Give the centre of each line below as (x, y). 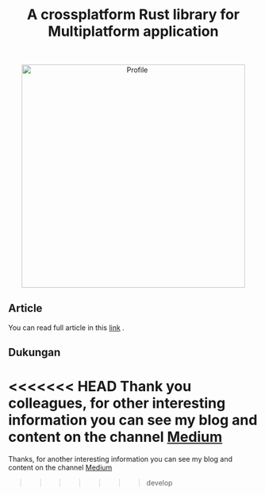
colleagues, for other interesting (117, 403)
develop (159, 483)
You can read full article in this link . (66, 328)
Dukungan (35, 353)
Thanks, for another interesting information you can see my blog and (120, 459)
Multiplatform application (133, 31)
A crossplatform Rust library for (133, 15)
